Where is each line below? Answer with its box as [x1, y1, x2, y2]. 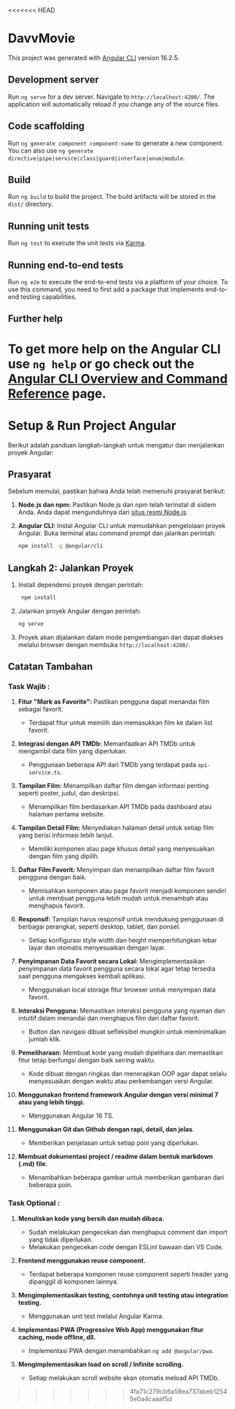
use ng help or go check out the [8, 356, 194, 372]
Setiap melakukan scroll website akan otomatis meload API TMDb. [28, 1373, 220, 1382]
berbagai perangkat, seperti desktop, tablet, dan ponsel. [17, 922, 181, 931]
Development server [8, 74, 99, 86]
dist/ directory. [8, 200, 53, 209]
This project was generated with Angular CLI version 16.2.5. [8, 53, 180, 62]
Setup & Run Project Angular [8, 417, 177, 433]
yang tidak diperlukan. [28, 1235, 93, 1244]
